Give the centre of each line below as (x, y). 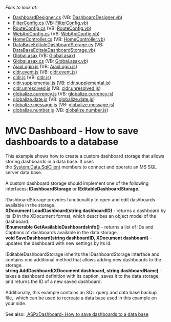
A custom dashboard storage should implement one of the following (77, 183)
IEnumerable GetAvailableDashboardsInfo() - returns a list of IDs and (79, 227)
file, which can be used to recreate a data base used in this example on (81, 298)
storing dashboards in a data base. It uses (49, 161)
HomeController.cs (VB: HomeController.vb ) (59, 39)
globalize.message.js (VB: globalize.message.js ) (63, 105)
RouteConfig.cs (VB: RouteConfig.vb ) (52, 28)
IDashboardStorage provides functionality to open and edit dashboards (80, 199)
